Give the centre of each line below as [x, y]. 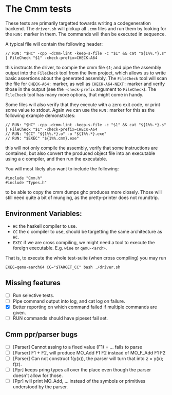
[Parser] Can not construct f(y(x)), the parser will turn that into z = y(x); [88, 358]
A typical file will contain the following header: [54, 44]
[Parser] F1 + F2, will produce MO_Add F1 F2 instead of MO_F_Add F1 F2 [89, 352]
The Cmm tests [39, 9]
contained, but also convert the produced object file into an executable [80, 153]
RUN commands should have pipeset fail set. [60, 318]
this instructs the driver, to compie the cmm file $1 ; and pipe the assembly [83, 67]
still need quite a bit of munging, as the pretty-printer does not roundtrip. [82, 197]
